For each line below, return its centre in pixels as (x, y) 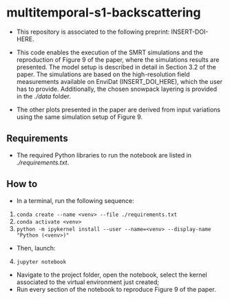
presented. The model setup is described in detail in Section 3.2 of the (116, 67)
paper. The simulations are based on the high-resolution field (103, 74)
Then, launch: (36, 248)
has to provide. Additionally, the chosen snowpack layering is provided (117, 89)
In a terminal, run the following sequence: (75, 200)
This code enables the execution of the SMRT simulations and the (110, 52)
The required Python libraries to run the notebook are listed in (104, 155)
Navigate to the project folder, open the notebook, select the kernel (112, 275)
